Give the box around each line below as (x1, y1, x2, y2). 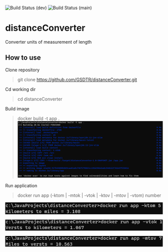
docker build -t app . (17, 115, 60, 121)
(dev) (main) (35, 5, 92, 11)
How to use (5, 53, 41, 62)
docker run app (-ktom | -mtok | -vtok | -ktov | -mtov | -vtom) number (17, 192, 161, 198)
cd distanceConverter (17, 96, 62, 102)
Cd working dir (5, 86, 36, 92)
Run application (5, 183, 37, 189)
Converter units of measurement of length (5, 39, 92, 45)
